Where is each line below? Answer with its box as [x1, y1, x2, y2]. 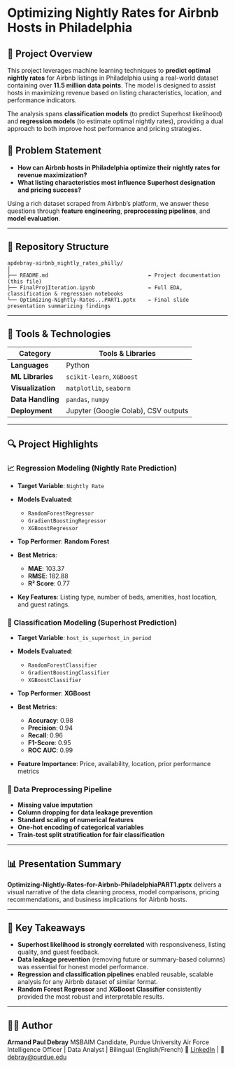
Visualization [10, 383, 56, 393]
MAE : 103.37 [27, 564, 65, 573]
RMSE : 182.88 [27, 572, 69, 581]
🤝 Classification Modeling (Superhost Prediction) [7, 618, 177, 627]
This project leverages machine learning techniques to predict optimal [7, 67, 211, 74]
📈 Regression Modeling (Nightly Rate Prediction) [7, 463, 177, 473]
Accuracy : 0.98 [27, 716, 73, 725]
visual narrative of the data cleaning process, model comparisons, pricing [7, 887, 220, 896]
